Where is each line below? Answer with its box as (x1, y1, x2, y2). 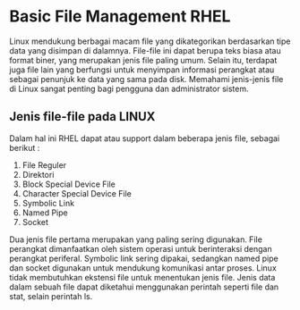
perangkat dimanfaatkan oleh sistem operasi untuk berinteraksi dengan (9, 243, 272, 254)
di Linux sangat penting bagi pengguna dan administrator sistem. (9, 83, 249, 94)
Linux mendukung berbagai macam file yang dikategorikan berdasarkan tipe (9, 36, 291, 46)
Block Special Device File (21, 179, 116, 189)
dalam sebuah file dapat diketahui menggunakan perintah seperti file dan (9, 281, 279, 292)
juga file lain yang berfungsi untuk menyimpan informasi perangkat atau (9, 64, 275, 75)
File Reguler (21, 159, 67, 171)
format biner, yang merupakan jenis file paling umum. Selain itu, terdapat (9, 54, 278, 65)
